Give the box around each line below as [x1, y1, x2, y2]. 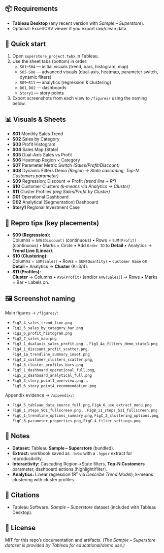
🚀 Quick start [5, 40, 46, 49]
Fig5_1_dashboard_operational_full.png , [12, 367, 96, 373]
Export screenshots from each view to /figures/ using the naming [12, 95, 147, 101]
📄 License [5, 524, 36, 532]
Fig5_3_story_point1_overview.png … [12, 377, 88, 383]
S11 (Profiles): [12, 269, 41, 275]
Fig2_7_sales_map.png [12, 336, 57, 341]
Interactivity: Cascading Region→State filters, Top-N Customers [12, 460, 145, 467]
